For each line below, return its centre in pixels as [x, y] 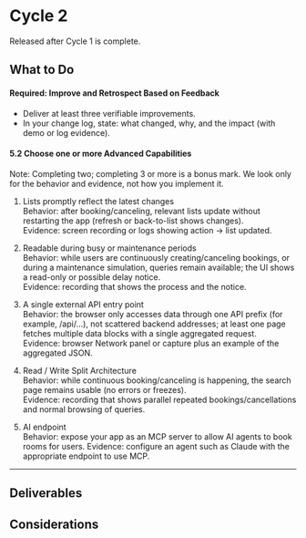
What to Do [42, 70]
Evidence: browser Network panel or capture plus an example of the [151, 343]
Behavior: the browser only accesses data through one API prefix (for [153, 314]
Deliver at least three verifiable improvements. [109, 113]
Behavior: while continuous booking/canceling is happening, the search [157, 380]
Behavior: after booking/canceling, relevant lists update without [142, 211]
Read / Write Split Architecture [79, 370]
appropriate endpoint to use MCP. [86, 456]
